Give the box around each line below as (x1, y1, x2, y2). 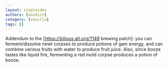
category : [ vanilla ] (5, 17, 50, 22)
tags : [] (5, 21, 24, 27)
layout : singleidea (5, 7, 47, 13)
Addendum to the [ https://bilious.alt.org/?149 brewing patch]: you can (5, 36, 152, 42)
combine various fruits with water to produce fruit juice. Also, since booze (5, 46, 161, 52)
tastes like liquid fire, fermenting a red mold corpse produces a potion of (5, 52, 158, 58)
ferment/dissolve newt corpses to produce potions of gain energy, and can (5, 41, 163, 47)
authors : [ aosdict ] (5, 12, 47, 17)
